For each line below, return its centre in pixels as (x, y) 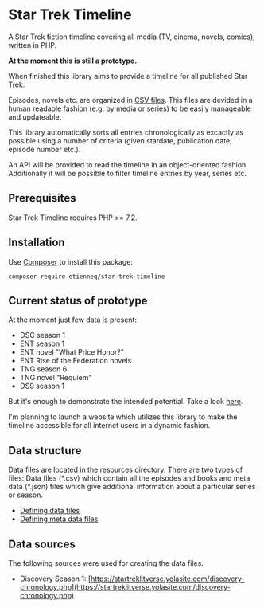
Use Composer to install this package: (71, 261)
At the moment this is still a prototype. (73, 61)
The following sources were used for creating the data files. (106, 563)
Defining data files (50, 511)
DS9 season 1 (42, 386)
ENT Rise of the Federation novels (76, 361)
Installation (37, 243)
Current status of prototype (78, 300)
